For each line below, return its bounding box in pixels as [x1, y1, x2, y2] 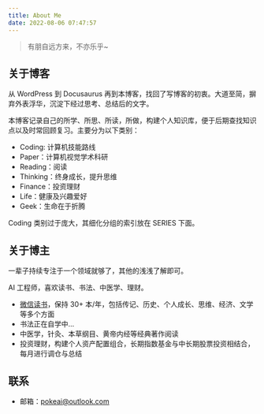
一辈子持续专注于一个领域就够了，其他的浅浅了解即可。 [8, 266, 188, 276]
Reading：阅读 [19, 162, 68, 172]
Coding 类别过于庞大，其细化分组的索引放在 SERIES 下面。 [8, 218, 199, 228]
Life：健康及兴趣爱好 [19, 192, 88, 201]
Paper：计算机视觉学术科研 [19, 152, 109, 162]
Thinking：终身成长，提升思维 [19, 172, 117, 181]
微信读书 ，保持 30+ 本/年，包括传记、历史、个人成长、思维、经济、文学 [19, 300, 254, 309]
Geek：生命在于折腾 [19, 202, 86, 211]
